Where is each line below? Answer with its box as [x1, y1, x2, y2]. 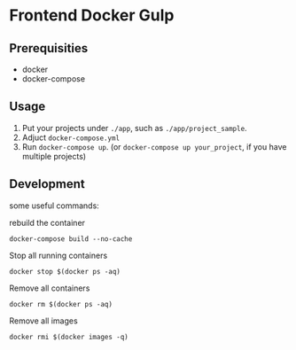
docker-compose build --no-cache [9, 234, 133, 244]
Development [9, 176, 86, 191]
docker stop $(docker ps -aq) [9, 267, 121, 276]
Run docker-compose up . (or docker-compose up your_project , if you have [21, 141, 287, 152]
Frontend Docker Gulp [9, 5, 175, 26]
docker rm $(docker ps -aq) [9, 299, 113, 308]
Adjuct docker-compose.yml [21, 132, 121, 143]
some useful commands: [9, 200, 99, 211]
